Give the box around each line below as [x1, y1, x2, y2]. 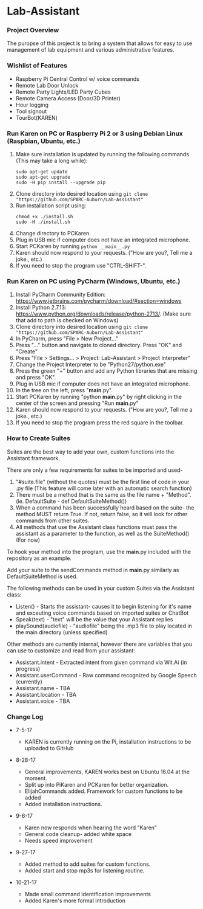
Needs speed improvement [24, 837, 93, 844]
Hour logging [15, 101, 49, 108]
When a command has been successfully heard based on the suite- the [15, 503, 195, 511]
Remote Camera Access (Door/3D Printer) [15, 94, 121, 102]
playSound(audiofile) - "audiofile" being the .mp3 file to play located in [15, 622, 193, 629]
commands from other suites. [15, 517, 90, 524]
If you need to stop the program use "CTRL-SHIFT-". [15, 262, 147, 269]
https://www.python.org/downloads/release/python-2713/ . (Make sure [15, 310, 191, 317]
